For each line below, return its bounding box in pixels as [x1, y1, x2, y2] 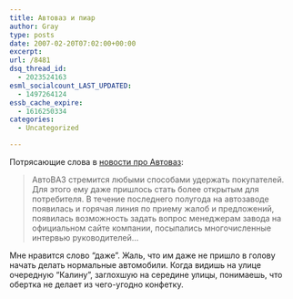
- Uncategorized [17, 124, 79, 133]
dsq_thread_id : [9, 65, 67, 74]
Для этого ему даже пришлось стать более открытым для [31, 184, 259, 194]
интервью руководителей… [31, 232, 139, 242]
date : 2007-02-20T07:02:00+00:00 [9, 38, 136, 48]
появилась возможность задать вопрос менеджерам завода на [31, 213, 282, 223]
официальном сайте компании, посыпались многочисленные [31, 222, 271, 233]
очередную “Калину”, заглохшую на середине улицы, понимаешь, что [9, 270, 283, 280]
